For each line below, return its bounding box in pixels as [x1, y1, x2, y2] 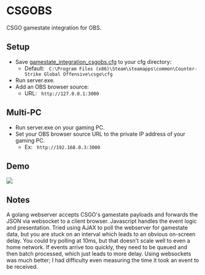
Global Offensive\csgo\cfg [44, 71, 113, 77]
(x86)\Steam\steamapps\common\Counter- [95, 66, 198, 72]
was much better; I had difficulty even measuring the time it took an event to [6, 257, 199, 264]
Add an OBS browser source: [15, 83, 89, 90]
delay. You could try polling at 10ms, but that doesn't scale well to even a [6, 237, 190, 244]
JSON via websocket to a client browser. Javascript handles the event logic [6, 217, 198, 225]
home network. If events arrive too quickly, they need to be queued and [6, 244, 187, 251]
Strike [24, 71, 42, 77]
